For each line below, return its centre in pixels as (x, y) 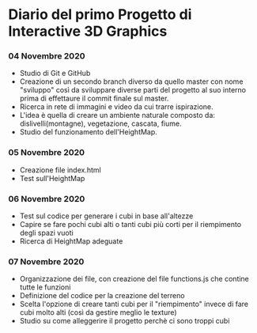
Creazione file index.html (60, 170)
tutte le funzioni (45, 287)
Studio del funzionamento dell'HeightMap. (89, 132)
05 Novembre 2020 (47, 153)
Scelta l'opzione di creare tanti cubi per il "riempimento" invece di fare (134, 304)
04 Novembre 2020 (47, 56)
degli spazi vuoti (46, 233)
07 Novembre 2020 (46, 261)
